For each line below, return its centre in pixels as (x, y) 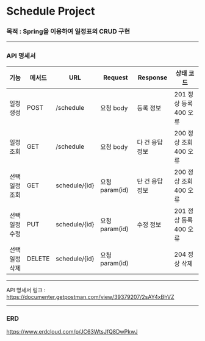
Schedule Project (51, 11)
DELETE (38, 259)
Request (116, 77)
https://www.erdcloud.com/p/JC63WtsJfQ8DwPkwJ (72, 332)
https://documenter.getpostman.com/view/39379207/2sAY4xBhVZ (91, 296)
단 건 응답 (150, 181)
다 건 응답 (150, 142)
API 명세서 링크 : (26, 290)
